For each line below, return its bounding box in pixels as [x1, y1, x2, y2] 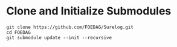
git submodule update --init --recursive [6, 34, 112, 40]
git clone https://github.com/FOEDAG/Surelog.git [6, 24, 134, 30]
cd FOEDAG [6, 29, 31, 36]
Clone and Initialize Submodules [6, 4, 172, 18]
